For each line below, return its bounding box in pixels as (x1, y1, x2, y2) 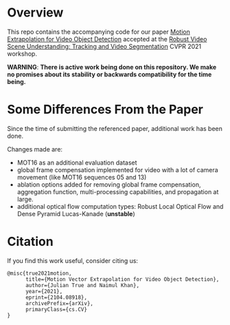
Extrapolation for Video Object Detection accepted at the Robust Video (7, 34, 207, 43)
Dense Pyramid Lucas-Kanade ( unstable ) (16, 209, 135, 218)
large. (16, 195, 34, 203)
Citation (7, 234, 54, 249)
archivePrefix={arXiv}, (25, 300, 94, 307)
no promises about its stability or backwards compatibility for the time (7, 70, 212, 78)
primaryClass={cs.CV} (25, 306, 88, 313)
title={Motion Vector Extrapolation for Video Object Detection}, (25, 275, 220, 283)
